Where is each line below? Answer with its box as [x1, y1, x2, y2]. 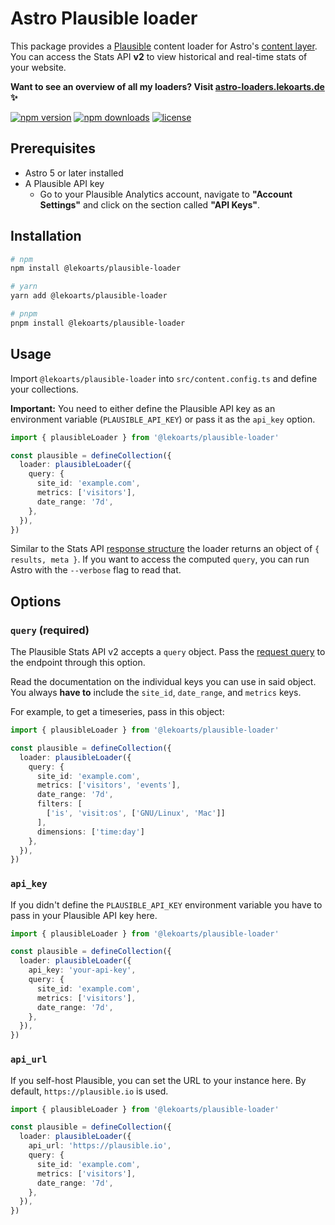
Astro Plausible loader [10, 7, 198, 30]
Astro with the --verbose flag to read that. [10, 564, 182, 576]
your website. [10, 61, 67, 73]
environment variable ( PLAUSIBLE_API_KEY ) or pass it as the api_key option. [10, 413, 316, 425]
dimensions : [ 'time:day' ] [36, 827, 145, 837]
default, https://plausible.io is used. [10, 1085, 169, 1097]
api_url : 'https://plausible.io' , [28, 1141, 172, 1151]
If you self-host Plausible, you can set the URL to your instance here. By [10, 1074, 307, 1086]
